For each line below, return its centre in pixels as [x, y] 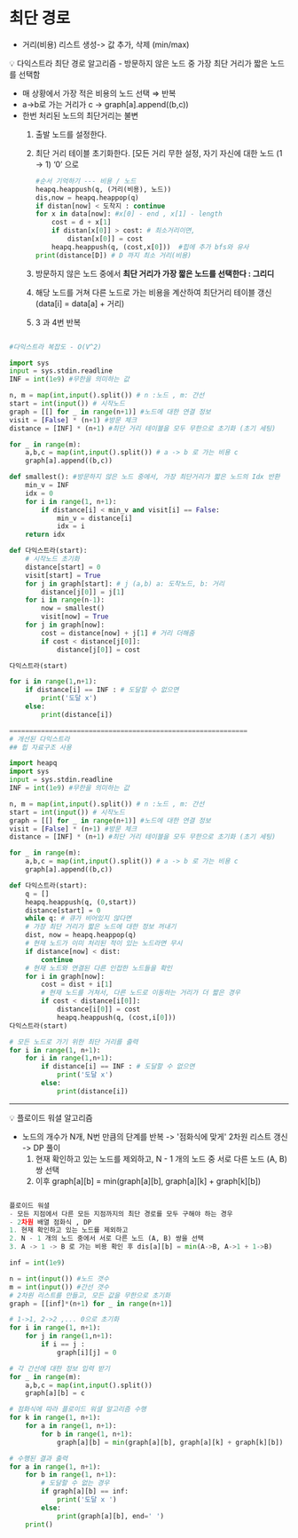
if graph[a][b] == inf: [85, 1492]
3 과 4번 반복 [58, 322]
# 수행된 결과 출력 [39, 1458]
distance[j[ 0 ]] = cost [98, 650]
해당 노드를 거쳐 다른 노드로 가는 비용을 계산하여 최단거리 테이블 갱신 [153, 292]
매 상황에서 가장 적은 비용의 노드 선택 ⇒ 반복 [99, 93]
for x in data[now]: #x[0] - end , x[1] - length [129, 214]
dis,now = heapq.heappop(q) [87, 197]
